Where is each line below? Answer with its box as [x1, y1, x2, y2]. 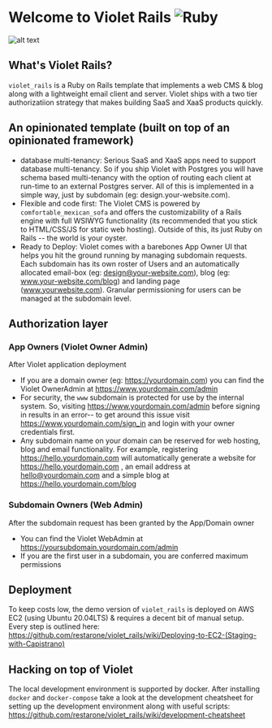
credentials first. [19, 427, 76, 437]
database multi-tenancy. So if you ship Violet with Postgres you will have [19, 163, 264, 174]
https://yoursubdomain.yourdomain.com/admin [19, 542, 179, 552]
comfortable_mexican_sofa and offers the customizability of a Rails [19, 207, 242, 217]
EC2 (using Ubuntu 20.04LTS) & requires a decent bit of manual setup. [8, 613, 244, 623]
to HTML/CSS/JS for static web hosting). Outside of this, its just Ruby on [19, 224, 262, 234]
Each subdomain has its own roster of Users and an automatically [19, 258, 240, 268]
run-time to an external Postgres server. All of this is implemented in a [19, 181, 254, 191]
